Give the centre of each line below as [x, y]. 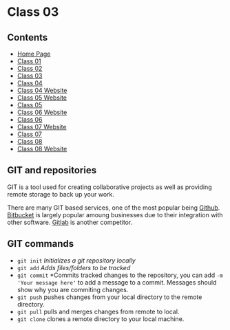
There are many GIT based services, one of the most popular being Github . [114, 208]
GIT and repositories [52, 170]
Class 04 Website [42, 90]
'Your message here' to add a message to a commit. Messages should [117, 282]
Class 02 [30, 68]
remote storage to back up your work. [61, 194]
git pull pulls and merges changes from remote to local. [98, 311]
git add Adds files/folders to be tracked [74, 267]
